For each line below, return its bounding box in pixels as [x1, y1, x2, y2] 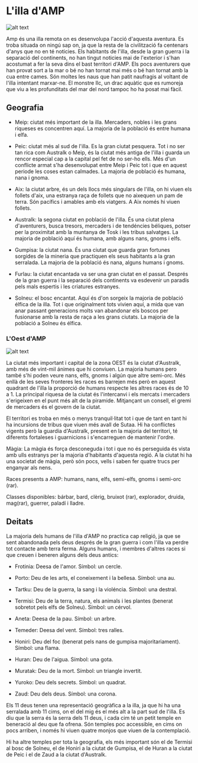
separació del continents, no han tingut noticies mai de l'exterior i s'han [6, 54, 180, 61]
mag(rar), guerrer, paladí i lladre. [6, 499, 85, 507]
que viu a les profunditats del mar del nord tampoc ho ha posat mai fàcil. [6, 85, 183, 92]
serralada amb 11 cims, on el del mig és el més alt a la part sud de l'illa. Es [6, 708, 185, 715]
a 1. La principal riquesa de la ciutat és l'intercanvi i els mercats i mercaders [6, 391, 190, 398]
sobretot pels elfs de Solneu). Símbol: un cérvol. [14, 603, 132, 611]
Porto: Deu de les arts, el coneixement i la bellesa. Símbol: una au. [14, 574, 176, 581]
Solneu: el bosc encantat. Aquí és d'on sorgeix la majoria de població [14, 294, 183, 302]
